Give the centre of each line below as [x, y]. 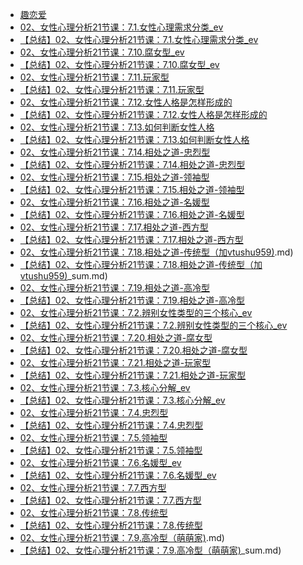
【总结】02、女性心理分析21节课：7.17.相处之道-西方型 [131, 239]
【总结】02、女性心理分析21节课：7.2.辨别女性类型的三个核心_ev [153, 325]
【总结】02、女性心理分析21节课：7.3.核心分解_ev [122, 400]
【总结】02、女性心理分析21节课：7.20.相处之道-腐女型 [133, 350]
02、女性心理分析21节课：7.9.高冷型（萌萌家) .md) [122, 537]
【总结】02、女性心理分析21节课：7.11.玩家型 [112, 89]
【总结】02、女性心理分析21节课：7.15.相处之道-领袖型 [132, 189]
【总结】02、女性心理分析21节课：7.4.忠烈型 [111, 425]
